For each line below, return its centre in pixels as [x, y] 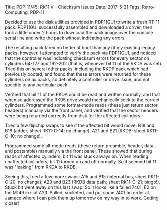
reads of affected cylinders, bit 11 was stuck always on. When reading [77, 156]
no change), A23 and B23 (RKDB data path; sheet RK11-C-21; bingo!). [89, 182]
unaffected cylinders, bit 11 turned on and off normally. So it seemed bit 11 [81, 161]
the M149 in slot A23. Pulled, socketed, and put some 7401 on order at [77, 192]
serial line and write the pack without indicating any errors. [66, 38]
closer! [12, 203]
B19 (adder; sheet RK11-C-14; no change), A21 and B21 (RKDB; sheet [75, 131]
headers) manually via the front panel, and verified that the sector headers [82, 110]
